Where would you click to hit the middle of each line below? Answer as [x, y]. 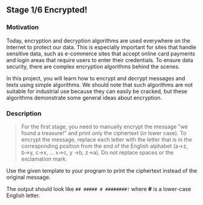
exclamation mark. [44, 159]
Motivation [23, 27]
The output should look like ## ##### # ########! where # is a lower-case [99, 189]
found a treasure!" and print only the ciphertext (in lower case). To [104, 133]
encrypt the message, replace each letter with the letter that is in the [106, 139]
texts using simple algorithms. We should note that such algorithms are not [99, 85]
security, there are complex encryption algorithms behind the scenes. [93, 66]
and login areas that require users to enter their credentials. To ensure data [100, 60]
